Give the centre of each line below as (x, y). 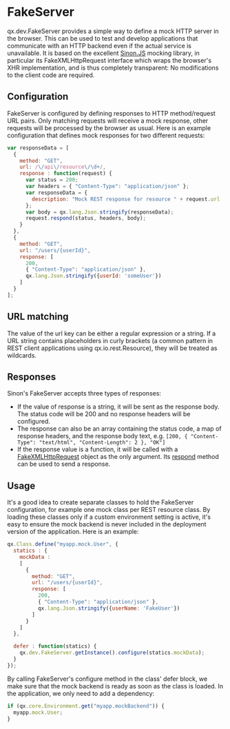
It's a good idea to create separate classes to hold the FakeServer (101, 502)
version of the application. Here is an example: (73, 532)
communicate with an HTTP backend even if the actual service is (99, 45)
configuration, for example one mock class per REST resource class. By (109, 510)
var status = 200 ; (52, 180)
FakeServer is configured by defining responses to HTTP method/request (111, 113)
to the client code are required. (51, 75)
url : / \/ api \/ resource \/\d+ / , (63, 167)
